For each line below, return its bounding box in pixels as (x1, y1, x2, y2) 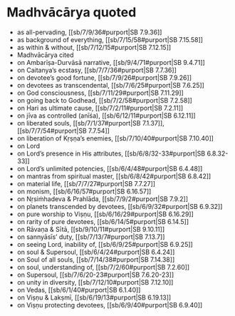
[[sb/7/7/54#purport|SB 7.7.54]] (16, 126, 110, 135)
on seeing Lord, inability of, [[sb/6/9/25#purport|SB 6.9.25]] (16, 240, 193, 248)
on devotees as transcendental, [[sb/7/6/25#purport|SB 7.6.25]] (16, 81, 204, 89)
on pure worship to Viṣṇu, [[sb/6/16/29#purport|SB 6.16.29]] (16, 210, 194, 218)
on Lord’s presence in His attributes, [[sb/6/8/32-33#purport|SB (16, 149, 206, 158)
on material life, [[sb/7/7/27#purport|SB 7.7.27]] (16, 179, 156, 188)
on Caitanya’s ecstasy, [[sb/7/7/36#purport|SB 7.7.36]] (16, 66, 177, 74)
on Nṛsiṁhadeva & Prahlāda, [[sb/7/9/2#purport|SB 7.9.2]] (16, 194, 189, 203)
